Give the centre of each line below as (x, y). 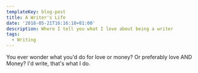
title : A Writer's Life (36, 17)
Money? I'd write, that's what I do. (48, 63)
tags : (13, 34)
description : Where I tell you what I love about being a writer (90, 29)
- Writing (24, 40)
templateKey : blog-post (36, 12)
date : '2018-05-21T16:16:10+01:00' (51, 23)
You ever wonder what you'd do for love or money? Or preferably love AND (99, 57)
